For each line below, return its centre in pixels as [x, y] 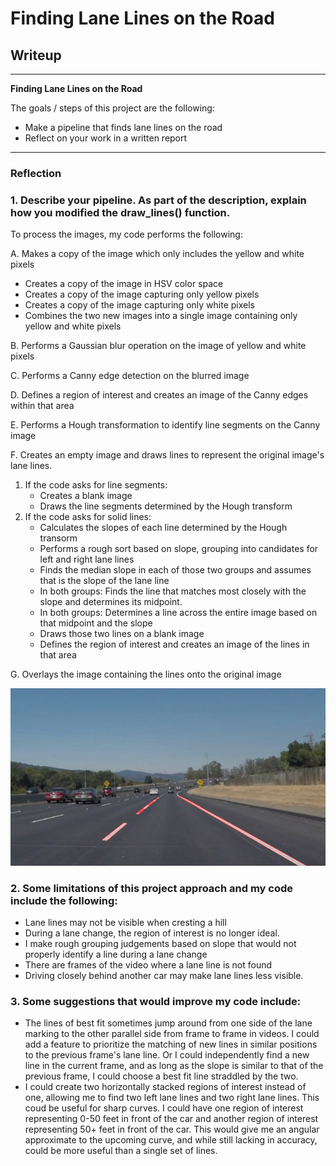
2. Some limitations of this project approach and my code [152, 888]
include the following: [64, 900]
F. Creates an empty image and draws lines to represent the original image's [167, 455]
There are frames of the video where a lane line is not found [148, 965]
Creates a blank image [86, 496]
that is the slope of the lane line [104, 581]
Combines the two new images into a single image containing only [161, 316]
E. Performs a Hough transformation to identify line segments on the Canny [165, 425]
